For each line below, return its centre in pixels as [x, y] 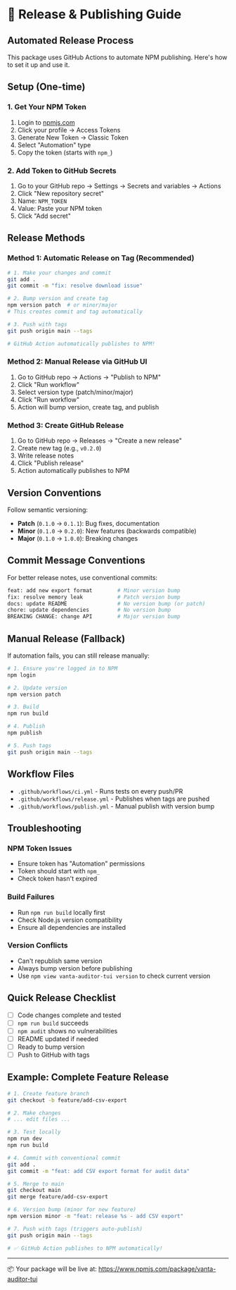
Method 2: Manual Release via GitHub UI [77, 362]
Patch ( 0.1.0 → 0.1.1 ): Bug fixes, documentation [88, 523]
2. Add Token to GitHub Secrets [62, 171]
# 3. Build [23, 707]
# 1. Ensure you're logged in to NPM [63, 668]
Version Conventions [54, 493]
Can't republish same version [60, 961]
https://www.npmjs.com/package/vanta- [157, 1269]
